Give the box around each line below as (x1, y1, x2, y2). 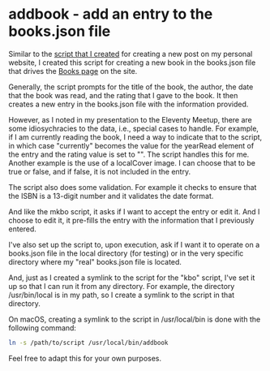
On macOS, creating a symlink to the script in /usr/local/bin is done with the (8, 314, 261, 324)
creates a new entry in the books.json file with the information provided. (8, 99, 249, 109)
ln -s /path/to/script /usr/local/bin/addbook (8, 339, 169, 347)
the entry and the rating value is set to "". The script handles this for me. (8, 149, 250, 159)
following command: (8, 322, 77, 333)
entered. (8, 224, 36, 234)
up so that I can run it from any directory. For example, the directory (8, 281, 235, 291)
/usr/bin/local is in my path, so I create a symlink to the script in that (8, 290, 235, 300)
